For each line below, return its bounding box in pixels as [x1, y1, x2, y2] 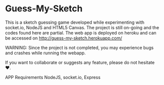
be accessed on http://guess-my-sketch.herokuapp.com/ [5, 35, 122, 41]
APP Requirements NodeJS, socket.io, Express [5, 74, 101, 80]
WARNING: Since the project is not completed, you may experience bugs [5, 44, 154, 50]
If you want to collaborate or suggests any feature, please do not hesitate [5, 59, 155, 65]
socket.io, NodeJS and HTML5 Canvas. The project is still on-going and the [5, 24, 160, 30]
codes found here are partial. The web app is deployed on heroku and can [5, 30, 157, 36]
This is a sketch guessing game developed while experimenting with [5, 19, 145, 25]
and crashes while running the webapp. [5, 50, 86, 56]
